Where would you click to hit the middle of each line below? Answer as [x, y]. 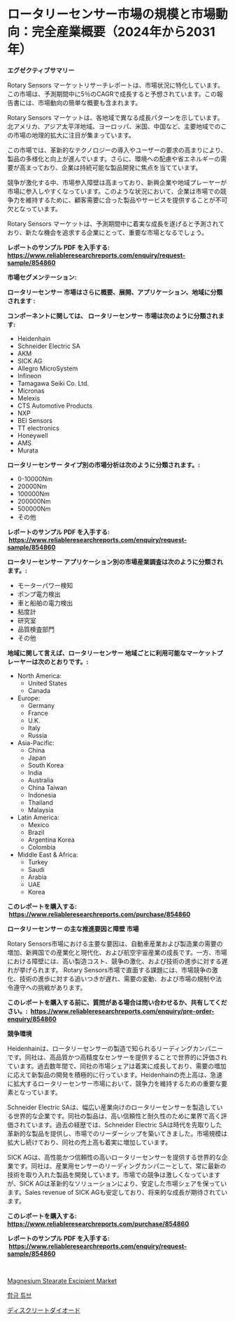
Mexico [38, 824]
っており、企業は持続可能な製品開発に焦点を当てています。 [116, 167]
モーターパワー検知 [45, 585]
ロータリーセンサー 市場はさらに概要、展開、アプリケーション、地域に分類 [115, 292]
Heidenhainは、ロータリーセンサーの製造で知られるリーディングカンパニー [115, 1048]
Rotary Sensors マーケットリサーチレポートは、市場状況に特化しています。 [115, 85]
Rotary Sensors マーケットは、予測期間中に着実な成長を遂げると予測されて [116, 223]
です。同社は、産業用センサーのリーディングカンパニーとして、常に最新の [120, 1166]
